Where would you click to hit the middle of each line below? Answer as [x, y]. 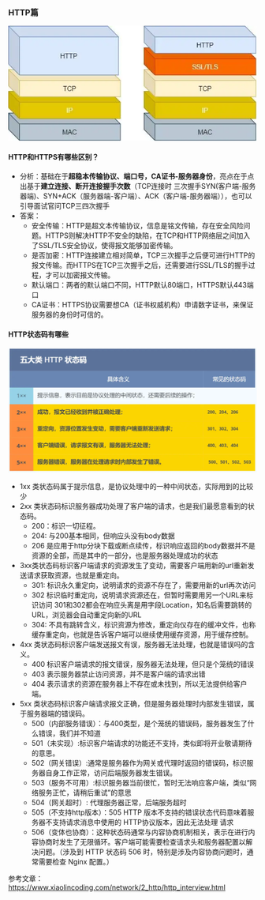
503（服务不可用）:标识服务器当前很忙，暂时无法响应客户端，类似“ [140, 782]
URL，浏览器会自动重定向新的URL [86, 615]
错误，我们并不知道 [69, 733]
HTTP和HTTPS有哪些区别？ [54, 157]
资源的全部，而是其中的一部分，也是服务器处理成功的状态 [125, 555]
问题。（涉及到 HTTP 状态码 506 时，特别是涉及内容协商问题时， [142, 852]
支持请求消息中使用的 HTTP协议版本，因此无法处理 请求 [143, 822]
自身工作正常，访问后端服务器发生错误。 [111, 773]
